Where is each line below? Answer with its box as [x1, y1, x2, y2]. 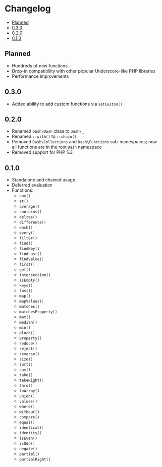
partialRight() [19, 457, 51, 462]
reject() [19, 347, 38, 351]
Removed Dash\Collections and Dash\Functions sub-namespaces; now [11, 139, 157, 145]
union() [19, 394, 35, 399]
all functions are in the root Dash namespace [11, 144, 102, 150]
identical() [19, 425, 44, 430]
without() [19, 409, 40, 414]
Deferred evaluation [11, 182, 53, 188]
